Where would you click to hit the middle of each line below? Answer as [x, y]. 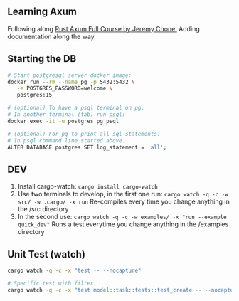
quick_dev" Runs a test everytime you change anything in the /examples [123, 224]
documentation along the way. [52, 36]
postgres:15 [34, 95]
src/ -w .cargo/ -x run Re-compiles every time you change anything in [123, 201]
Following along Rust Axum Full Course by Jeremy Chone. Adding [104, 28]
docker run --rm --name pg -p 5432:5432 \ [71, 82]
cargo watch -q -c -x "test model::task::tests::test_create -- [105, 290]
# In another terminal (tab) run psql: [67, 115]
